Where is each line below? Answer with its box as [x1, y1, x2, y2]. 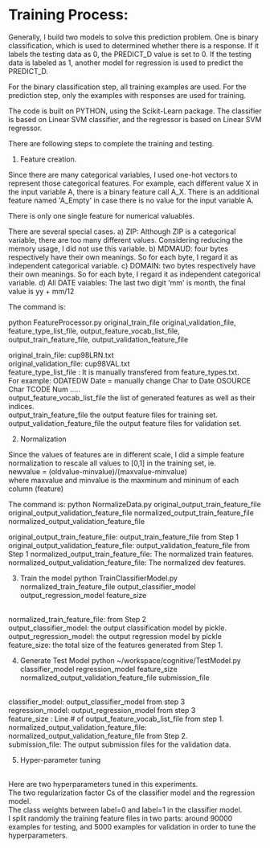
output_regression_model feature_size [19, 590, 147, 600]
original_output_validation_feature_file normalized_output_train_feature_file [8, 508, 255, 518]
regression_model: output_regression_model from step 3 [8, 705, 196, 715]
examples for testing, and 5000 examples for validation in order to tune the [8, 821, 256, 831]
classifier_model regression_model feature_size [19, 664, 178, 674]
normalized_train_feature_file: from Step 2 [8, 614, 147, 624]
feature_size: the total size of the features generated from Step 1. [8, 640, 223, 649]
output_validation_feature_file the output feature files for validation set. [8, 418, 242, 428]
